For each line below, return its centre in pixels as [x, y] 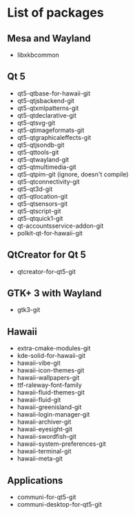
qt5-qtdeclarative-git [47, 115]
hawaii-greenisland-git [49, 407]
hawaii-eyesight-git [45, 429]
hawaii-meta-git [40, 459]
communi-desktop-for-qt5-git [59, 505]
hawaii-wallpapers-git [48, 378]
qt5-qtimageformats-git [51, 130]
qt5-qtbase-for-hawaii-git [54, 93]
